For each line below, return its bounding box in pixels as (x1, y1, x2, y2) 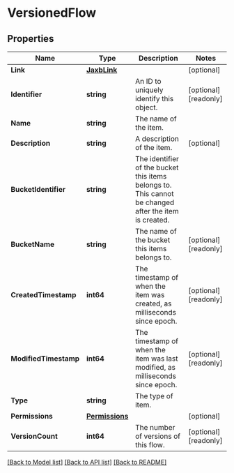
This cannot (134, 189, 174, 198)
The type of (134, 391, 173, 400)
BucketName (10, 239, 54, 249)
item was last (134, 354, 178, 363)
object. (134, 103, 158, 112)
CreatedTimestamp (10, 290, 77, 299)
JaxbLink (86, 65, 118, 75)
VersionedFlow (7, 5, 97, 21)
